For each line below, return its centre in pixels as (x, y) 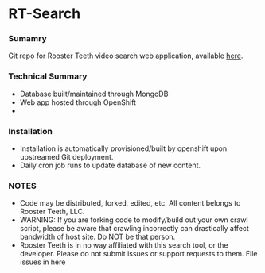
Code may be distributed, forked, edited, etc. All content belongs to (130, 203)
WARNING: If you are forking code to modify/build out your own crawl (134, 220)
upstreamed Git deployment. (66, 157)
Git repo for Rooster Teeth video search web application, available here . (126, 56)
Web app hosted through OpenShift (78, 102)
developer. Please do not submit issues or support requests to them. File (138, 254)
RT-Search (45, 14)
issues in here (43, 262)
